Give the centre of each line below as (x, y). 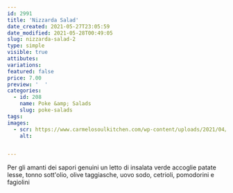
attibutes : (23, 59)
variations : (24, 65)
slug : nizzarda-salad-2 (42, 39)
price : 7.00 (24, 78)
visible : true (28, 53)
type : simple (26, 46)
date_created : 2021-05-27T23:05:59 (59, 26)
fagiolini (18, 182)
